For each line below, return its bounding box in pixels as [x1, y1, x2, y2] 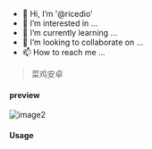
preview [9, 89, 40, 100]
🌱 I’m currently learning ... [21, 28, 118, 37]
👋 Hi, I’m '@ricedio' [21, 9, 94, 19]
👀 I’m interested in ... [21, 18, 98, 29]
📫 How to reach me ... [21, 47, 106, 57]
